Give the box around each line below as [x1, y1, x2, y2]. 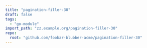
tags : [5, 16, 17, 21]
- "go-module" [10, 21, 39, 26]
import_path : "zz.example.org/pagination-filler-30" [5, 26, 118, 31]
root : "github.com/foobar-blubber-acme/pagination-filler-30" [10, 35, 142, 40]
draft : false [5, 12, 33, 17]
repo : [5, 30, 17, 35]
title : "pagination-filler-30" [5, 7, 71, 12]
